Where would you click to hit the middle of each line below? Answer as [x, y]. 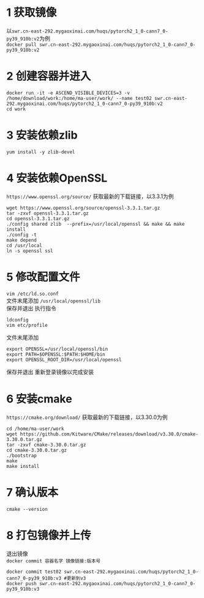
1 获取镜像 [32, 13]
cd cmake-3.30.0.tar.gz [37, 450]
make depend [21, 240]
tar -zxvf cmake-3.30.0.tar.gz [46, 445]
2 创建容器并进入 [49, 76]
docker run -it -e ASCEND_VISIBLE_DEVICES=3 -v [68, 93]
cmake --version [27, 509]
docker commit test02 [34, 572]
